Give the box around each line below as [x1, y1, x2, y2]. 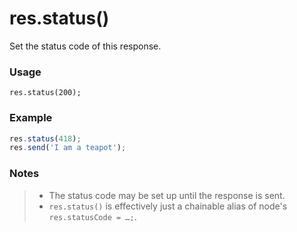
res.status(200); [9, 88, 82, 98]
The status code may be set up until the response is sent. [48, 189, 286, 201]
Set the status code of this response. [9, 40, 162, 52]
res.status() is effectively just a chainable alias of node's [48, 200, 288, 212]
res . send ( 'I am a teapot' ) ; [9, 143, 127, 153]
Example [9, 111, 53, 125]
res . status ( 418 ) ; [9, 133, 82, 144]
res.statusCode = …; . [48, 210, 137, 222]
